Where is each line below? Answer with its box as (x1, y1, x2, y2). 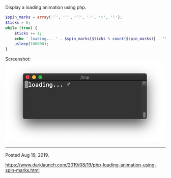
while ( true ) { (5, 25, 38, 30)
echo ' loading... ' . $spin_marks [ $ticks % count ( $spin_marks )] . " (14, 36, 165, 41)
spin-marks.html (5, 167, 40, 173)
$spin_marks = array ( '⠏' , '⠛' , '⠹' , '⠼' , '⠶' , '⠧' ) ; (5, 15, 123, 20)
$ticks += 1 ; (14, 30, 42, 36)
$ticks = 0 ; (5, 20, 31, 25)
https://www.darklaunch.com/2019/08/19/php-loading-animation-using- (5, 162, 157, 168)
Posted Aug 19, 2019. (5, 152, 49, 158)
